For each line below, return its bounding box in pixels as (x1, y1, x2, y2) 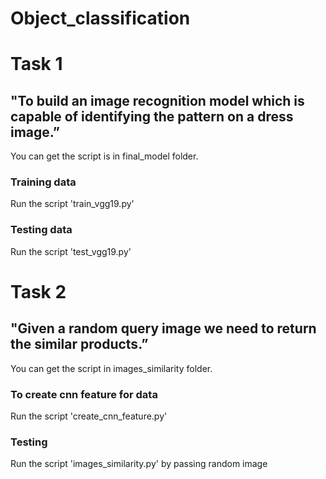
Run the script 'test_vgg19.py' (10, 245, 132, 257)
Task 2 (10, 280, 67, 303)
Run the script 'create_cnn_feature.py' (10, 410, 168, 422)
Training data (10, 175, 77, 189)
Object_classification (10, 7, 191, 30)
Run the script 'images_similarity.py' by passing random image (10, 458, 268, 470)
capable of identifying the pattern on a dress (10, 108, 294, 125)
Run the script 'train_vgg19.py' (10, 198, 135, 210)
